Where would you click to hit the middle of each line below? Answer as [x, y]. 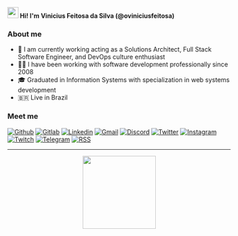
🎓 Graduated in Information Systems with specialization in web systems [124, 80]
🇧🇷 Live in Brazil [42, 98]
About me [25, 34]
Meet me [23, 117]
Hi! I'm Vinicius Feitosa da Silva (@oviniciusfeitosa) [97, 16]
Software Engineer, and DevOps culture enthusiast [91, 57]
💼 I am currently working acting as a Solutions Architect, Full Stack [114, 49]
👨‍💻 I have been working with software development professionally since [123, 64]
